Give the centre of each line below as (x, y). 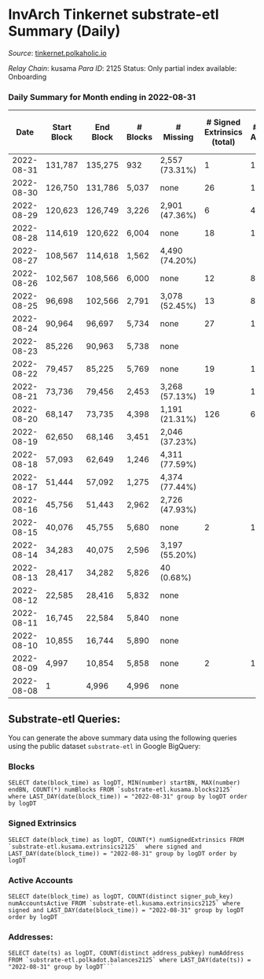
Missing (178, 137)
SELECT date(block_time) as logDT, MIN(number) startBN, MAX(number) (125, 783)
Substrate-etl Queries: (64, 719)
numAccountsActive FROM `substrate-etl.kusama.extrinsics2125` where (125, 903)
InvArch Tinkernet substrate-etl (114, 15)
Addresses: (31, 936)
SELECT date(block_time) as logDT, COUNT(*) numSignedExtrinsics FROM (126, 840)
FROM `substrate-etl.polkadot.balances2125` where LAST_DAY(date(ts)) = (130, 960)
